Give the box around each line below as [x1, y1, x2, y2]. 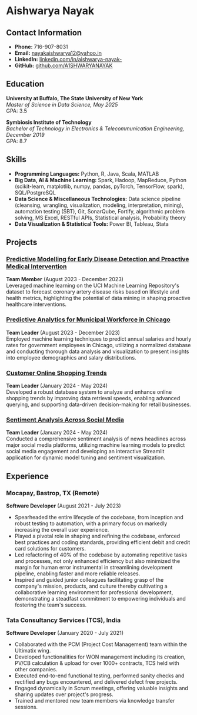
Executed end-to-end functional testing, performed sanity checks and [14, 672, 185, 679]
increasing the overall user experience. [14, 526, 109, 533]
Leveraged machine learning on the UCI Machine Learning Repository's [6, 282, 179, 289]
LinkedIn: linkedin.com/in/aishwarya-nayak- [14, 56, 122, 62]
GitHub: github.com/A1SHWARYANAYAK [14, 62, 113, 69]
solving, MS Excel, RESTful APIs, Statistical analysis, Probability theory [14, 214, 186, 221]
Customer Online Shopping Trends [6, 368, 108, 377]
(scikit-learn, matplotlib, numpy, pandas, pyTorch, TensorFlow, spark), [14, 183, 185, 190]
